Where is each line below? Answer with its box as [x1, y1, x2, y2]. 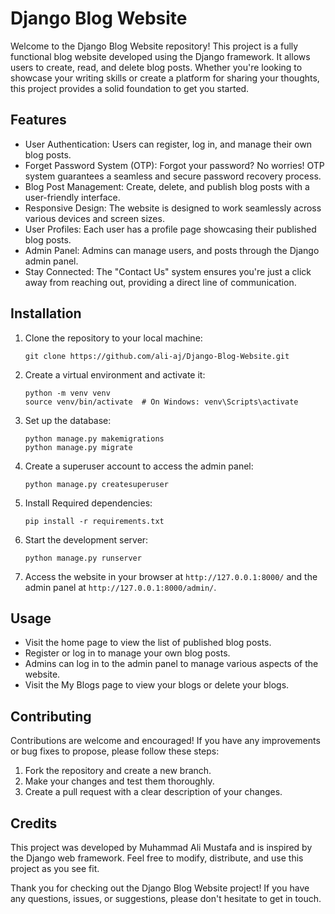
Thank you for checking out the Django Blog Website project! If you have [10, 882, 310, 894]
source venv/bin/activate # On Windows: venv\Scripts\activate [24, 397, 299, 407]
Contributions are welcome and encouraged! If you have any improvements [10, 735, 321, 747]
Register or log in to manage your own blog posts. [24, 647, 231, 659]
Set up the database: [24, 414, 112, 426]
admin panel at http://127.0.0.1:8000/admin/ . [24, 581, 217, 593]
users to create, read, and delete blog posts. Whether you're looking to [10, 61, 303, 73]
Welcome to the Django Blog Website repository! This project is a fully [10, 40, 299, 52]
